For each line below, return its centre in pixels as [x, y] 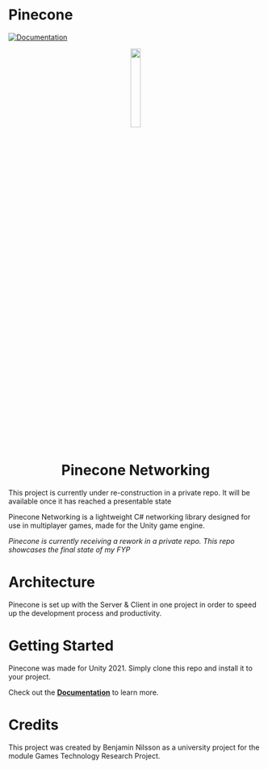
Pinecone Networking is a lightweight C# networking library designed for [130, 516]
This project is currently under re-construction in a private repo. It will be [129, 492]
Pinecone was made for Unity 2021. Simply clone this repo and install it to [130, 668]
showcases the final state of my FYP [69, 550]
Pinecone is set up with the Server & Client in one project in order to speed [132, 604]
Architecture [52, 582]
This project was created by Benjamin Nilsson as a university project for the [134, 747]
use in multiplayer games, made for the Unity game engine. [107, 525]
